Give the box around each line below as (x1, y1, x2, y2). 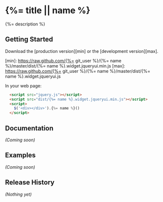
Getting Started (5, 35, 53, 44)
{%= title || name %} (5, 5, 91, 16)
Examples (5, 151, 36, 159)
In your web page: (5, 83, 42, 89)
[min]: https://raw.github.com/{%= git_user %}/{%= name (5, 58, 121, 64)
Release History (5, 179, 55, 187)
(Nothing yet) (5, 191, 32, 197)
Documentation (5, 124, 54, 132)
